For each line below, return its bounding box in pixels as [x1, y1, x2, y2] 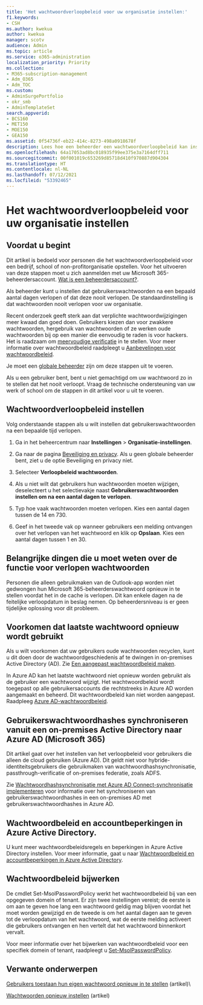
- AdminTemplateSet [6, 104, 56, 111]
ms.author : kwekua [6, 25, 53, 32]
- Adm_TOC [6, 82, 31, 88]
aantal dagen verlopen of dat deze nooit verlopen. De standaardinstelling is [6, 294, 193, 301]
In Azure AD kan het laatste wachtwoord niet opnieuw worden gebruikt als [6, 672, 192, 679]
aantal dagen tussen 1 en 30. [14, 536, 87, 543]
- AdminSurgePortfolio [6, 93, 63, 99]
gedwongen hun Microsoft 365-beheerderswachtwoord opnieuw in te [6, 585, 180, 593]
